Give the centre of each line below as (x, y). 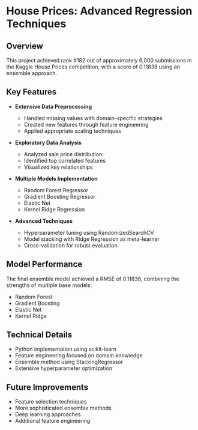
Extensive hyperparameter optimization (64, 368)
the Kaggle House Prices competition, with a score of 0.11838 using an (93, 67)
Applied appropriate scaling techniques (72, 131)
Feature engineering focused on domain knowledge (79, 356)
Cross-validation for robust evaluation (71, 245)
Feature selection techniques (51, 402)
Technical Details (39, 335)
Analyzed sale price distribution (63, 154)
